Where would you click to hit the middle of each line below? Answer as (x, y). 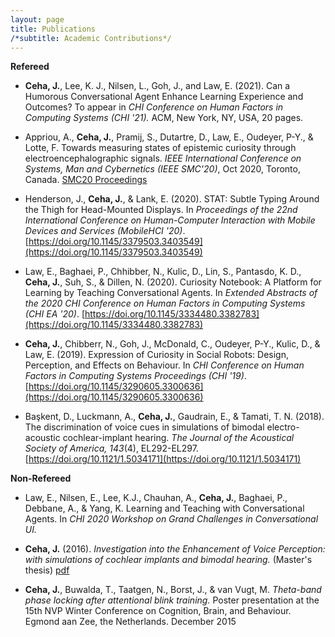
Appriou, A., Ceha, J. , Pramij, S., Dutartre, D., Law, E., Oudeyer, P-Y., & (169, 137)
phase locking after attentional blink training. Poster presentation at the (172, 600)
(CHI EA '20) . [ (54, 314)
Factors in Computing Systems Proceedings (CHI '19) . (135, 376)
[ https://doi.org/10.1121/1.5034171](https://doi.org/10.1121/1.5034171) (163, 459)
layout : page (37, 19)
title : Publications (53, 29)
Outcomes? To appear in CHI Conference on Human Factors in (154, 107)
